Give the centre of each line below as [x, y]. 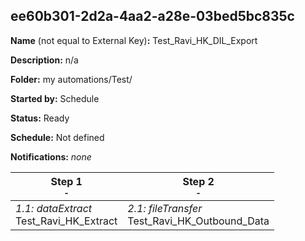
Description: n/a [44, 60]
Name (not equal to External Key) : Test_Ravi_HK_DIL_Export [134, 40]
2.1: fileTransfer [165, 208]
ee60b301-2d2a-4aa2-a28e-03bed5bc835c [152, 16]
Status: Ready [40, 118]
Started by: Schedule [55, 98]
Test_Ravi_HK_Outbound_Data [198, 221]
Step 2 [198, 181]
